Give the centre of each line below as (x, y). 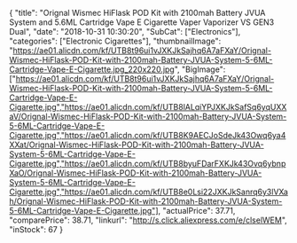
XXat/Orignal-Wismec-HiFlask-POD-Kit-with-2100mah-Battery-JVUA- (137, 145)
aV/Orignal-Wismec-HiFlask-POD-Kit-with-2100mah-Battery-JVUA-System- (148, 116)
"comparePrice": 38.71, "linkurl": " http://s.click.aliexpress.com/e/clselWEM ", (148, 220)
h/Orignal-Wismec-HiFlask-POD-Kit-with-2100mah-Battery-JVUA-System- (146, 201)
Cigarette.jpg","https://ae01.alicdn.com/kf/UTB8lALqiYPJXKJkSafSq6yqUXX (148, 107)
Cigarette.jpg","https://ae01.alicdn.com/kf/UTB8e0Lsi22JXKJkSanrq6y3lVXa (148, 192)
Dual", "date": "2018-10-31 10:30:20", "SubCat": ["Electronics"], (125, 31)
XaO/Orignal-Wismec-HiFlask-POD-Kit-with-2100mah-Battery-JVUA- (136, 173)
